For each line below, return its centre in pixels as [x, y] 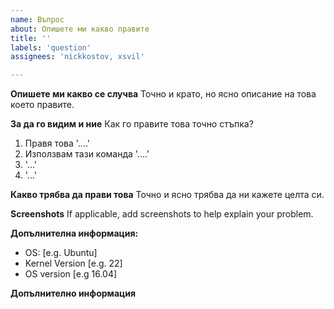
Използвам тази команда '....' [87, 154]
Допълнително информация [73, 293]
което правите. [42, 105]
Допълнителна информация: [74, 233]
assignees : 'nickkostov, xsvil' [77, 57]
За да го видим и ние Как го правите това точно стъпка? [132, 124]
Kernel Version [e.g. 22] [73, 263]
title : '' [31, 38]
